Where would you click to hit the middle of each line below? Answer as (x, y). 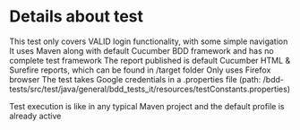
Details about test (77, 17)
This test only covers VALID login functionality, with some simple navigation (149, 41)
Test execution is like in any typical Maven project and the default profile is (147, 106)
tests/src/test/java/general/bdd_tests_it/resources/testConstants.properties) (150, 89)
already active (35, 116)
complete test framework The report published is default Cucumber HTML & (150, 60)
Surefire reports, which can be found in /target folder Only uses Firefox (140, 70)
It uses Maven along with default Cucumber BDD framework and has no (142, 50)
